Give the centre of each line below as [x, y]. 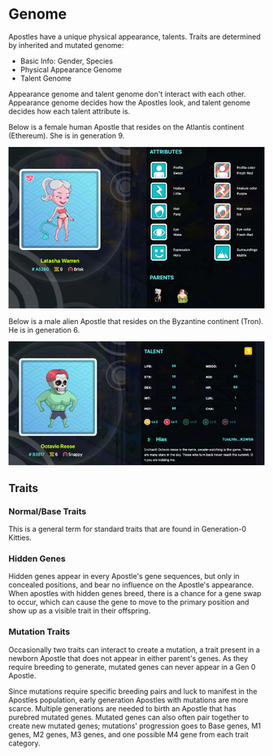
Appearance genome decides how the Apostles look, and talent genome [129, 102]
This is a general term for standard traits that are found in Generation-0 [128, 529]
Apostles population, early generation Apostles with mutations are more [128, 700]
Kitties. [20, 538]
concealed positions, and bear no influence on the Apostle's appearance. [131, 585]
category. [24, 743]
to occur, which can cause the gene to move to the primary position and [129, 603]
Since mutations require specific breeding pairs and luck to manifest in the [133, 691]
